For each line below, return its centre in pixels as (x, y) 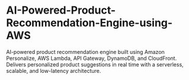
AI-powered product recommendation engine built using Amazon (85, 52)
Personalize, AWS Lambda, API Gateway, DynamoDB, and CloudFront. (92, 58)
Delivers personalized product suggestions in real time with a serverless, (95, 64)
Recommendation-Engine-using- (89, 23)
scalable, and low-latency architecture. (54, 71)
